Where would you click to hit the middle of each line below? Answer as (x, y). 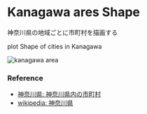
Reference (25, 78)
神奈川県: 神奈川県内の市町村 (59, 94)
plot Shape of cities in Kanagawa (55, 46)
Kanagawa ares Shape (73, 12)
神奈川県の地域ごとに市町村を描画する (62, 32)
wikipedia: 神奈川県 (45, 103)
